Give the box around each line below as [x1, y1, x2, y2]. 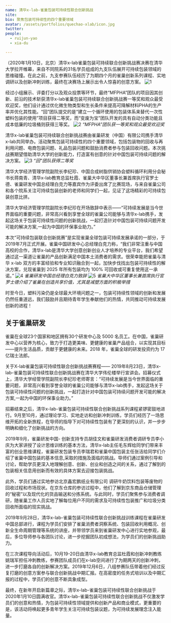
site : [5, 12, 17, 17]
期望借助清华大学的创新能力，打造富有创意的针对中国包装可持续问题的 [14, 151, 161, 157]
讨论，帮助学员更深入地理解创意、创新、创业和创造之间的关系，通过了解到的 [5, 461, 166, 467]
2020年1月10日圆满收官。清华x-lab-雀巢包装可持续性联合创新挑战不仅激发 [5, 593, 160, 599]
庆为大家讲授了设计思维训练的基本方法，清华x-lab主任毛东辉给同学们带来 [5, 442, 159, 448]
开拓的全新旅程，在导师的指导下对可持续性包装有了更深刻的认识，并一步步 [9, 418, 166, 425]
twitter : [5, 26, 24, 32]
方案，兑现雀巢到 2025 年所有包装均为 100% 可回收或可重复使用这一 [9, 266, 154, 272]
